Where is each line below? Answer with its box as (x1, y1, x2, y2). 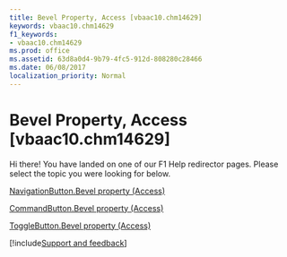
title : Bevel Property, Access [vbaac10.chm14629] (9, 13, 203, 22)
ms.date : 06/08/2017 (9, 64, 87, 73)
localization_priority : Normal (9, 72, 126, 81)
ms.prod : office (9, 47, 70, 56)
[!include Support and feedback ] (9, 237, 127, 248)
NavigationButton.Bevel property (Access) (9, 185, 166, 196)
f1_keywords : (9, 30, 58, 39)
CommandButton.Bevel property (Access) (9, 202, 164, 213)
